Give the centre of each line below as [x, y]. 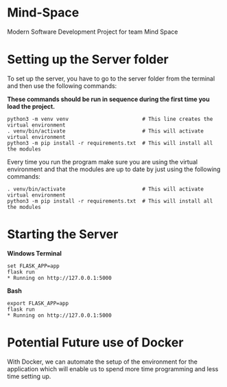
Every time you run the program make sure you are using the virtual [102, 162]
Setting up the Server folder [88, 59]
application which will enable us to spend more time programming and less [113, 368]
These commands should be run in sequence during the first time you [109, 99]
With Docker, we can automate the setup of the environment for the [102, 362]
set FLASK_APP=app [33, 266]
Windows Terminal [34, 253]
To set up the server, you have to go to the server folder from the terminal [111, 78]
